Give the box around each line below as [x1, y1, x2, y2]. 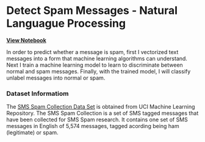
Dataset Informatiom [6, 89, 69, 98]
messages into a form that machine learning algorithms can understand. [6, 55, 188, 62]
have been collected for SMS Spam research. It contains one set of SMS [6, 116, 188, 123]
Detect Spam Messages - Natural [6, 4, 178, 18]
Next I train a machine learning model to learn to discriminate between [6, 61, 183, 69]
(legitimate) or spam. [6, 129, 59, 137]
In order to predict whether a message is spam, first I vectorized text [6, 48, 179, 55]
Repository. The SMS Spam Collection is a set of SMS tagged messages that [6, 110, 199, 117]
